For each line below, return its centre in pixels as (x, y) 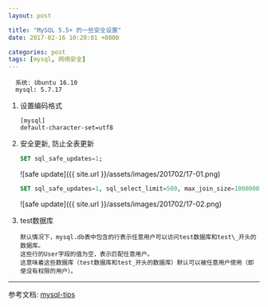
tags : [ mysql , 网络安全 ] (47, 60)
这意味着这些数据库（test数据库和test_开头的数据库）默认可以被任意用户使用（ (134, 262)
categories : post (37, 52)
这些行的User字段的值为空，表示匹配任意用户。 (87, 254)
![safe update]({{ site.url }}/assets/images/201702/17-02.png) (120, 204)
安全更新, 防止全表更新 (57, 144)
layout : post (30, 16)
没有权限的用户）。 (51, 271)
